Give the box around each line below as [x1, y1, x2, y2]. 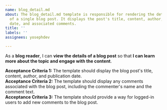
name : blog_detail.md [5, 7, 50, 12]
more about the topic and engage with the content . [5, 58, 112, 64]
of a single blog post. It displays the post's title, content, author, [9, 16, 164, 21]
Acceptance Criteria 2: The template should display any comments [5, 78, 143, 84]
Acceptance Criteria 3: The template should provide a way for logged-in [5, 94, 155, 100]
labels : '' [5, 30, 28, 35]
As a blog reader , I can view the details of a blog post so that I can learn [5, 53, 155, 58]
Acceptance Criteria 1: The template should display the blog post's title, [5, 67, 153, 73]
